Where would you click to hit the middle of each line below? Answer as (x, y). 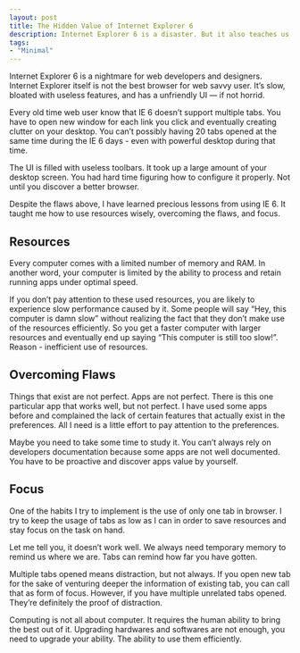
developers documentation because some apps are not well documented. (145, 451)
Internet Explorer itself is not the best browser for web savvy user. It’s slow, (147, 86)
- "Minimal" (31, 51)
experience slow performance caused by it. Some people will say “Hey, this (148, 308)
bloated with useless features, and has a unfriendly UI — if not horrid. (137, 96)
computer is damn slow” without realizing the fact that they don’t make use (147, 318)
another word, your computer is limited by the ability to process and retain (145, 272)
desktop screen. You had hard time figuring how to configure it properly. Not (150, 177)
